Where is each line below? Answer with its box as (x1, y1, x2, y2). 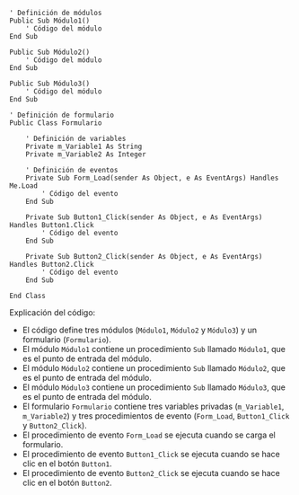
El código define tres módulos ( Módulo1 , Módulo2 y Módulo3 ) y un (22, 324, 258, 335)
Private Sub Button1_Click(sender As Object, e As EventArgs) (25, 213, 263, 222)
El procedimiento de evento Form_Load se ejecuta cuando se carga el (22, 429, 276, 440)
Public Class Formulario (9, 119, 102, 128)
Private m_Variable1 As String (25, 142, 143, 151)
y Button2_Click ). (22, 420, 87, 430)
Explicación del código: (9, 307, 96, 318)
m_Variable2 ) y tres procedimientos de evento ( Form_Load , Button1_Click (22, 411, 290, 421)
